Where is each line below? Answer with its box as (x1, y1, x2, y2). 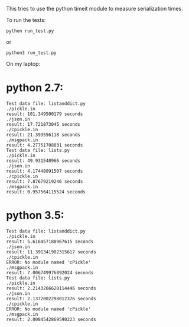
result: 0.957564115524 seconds (6, 189, 86, 195)
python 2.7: (6, 81, 64, 94)
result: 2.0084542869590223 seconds (6, 316, 96, 322)
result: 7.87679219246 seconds (6, 178, 83, 185)
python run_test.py (6, 28, 54, 34)
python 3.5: (6, 209, 64, 222)
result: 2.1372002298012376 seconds (6, 296, 96, 301)
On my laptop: (6, 61, 41, 67)
